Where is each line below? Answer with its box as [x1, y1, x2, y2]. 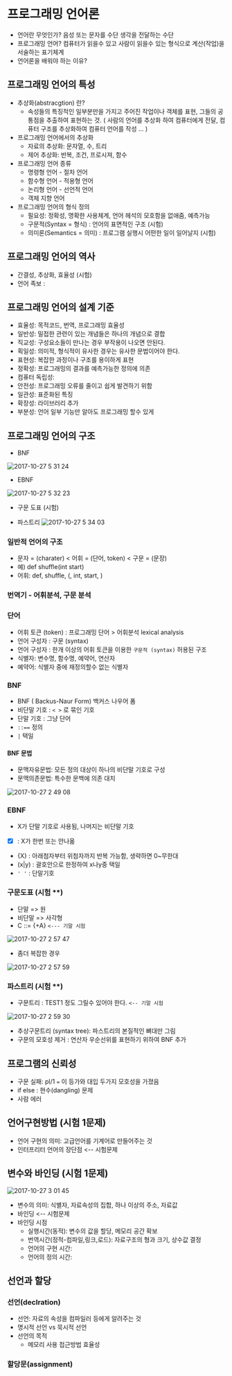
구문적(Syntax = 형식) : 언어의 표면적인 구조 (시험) [27, 220, 164, 228]
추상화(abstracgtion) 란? [17, 98, 85, 107]
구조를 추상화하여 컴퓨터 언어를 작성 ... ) [40, 124, 148, 132]
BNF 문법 [7, 749, 33, 757]
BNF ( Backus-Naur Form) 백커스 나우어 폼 [17, 697, 136, 705]
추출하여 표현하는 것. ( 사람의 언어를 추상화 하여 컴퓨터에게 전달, [46, 116, 218, 124]
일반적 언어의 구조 [7, 537, 64, 547]
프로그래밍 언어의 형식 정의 [17, 202, 90, 211]
